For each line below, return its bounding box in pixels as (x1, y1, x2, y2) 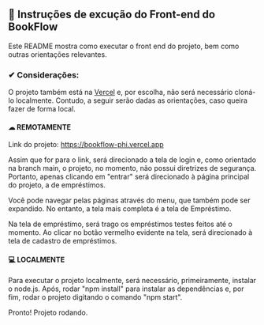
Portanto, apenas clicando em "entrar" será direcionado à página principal (8, 172, 250, 182)
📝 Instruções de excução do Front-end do (8, 8, 215, 21)
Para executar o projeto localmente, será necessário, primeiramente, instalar (8, 275, 257, 285)
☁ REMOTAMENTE (8, 122, 72, 131)
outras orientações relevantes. (8, 49, 108, 59)
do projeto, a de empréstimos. (8, 180, 106, 190)
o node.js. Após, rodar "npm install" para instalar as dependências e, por (8, 284, 244, 293)
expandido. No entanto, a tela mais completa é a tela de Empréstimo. (8, 204, 232, 214)
